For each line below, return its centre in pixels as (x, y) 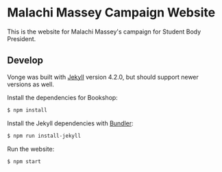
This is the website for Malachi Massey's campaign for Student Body (104, 32)
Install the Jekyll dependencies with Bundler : (70, 123)
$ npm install (27, 110)
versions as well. (31, 84)
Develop (25, 61)
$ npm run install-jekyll (44, 136)
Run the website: (31, 149)
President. (22, 38)
